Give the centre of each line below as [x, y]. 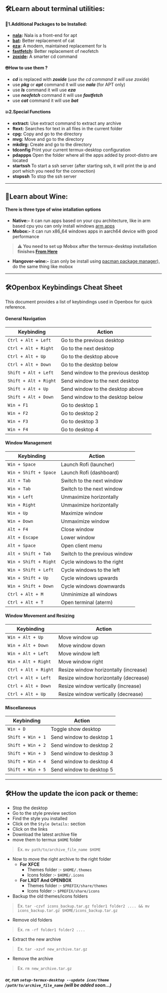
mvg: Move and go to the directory [48, 139]
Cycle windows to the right [92, 562]
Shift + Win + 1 [27, 737]
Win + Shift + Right [32, 562]
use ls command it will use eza [44, 90]
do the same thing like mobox [42, 266]
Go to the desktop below [89, 364]
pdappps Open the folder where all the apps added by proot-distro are [85, 155]
